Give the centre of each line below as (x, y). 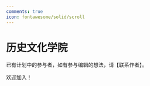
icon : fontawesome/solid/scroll (45, 17)
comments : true (25, 11)
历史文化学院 (37, 48)
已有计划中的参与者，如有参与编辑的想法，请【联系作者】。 (77, 65)
